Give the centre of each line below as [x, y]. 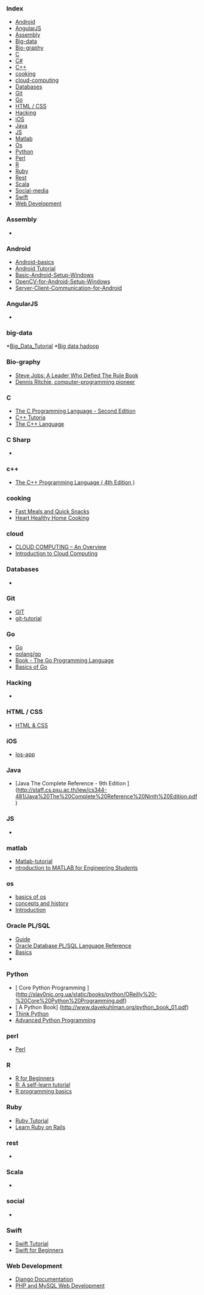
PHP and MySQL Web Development [60, 1286]
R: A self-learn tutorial [43, 1085]
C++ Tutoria [30, 417]
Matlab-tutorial [34, 861]
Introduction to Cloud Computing [56, 554]
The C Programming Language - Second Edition [75, 411]
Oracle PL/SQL [28, 926]
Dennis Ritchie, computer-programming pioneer [75, 382]
